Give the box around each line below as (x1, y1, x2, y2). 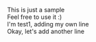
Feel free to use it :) (7, 13, 62, 21)
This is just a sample (7, 6, 65, 14)
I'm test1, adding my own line (7, 20, 89, 28)
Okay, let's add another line (7, 27, 84, 35)
